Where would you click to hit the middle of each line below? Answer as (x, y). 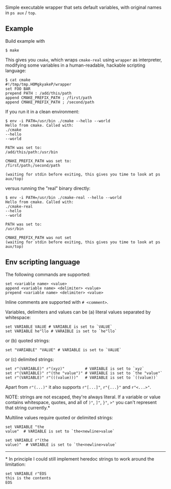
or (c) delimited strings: (30, 359)
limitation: (16, 464)
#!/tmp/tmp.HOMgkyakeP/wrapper (38, 84)
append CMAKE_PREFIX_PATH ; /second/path (50, 102)
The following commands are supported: (48, 274)
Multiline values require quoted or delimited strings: (59, 417)
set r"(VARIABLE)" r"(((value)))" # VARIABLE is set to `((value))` (82, 378)
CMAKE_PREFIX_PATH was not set (38, 238)
